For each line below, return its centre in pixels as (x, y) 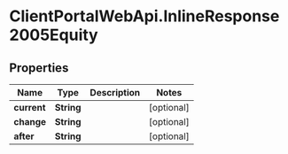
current (30, 108)
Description (115, 92)
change (30, 122)
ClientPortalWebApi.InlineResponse (144, 16)
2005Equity (54, 35)
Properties (39, 68)
